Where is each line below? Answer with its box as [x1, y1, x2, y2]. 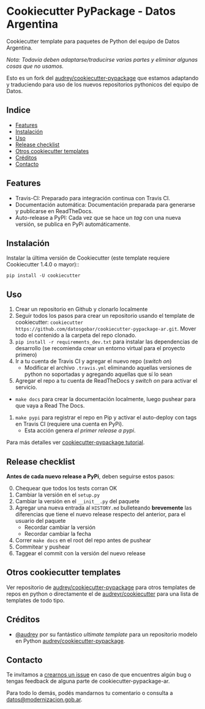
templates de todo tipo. [6, 596, 65, 604]
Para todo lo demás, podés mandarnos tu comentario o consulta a [6, 689, 173, 697]
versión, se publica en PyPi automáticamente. [15, 220, 130, 228]
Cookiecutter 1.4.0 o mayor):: [6, 261, 80, 268]
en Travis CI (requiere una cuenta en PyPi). [15, 421, 124, 428]
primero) [15, 351, 37, 359]
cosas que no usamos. [6, 62, 64, 70]
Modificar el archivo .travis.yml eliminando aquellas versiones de [24, 364, 192, 372]
